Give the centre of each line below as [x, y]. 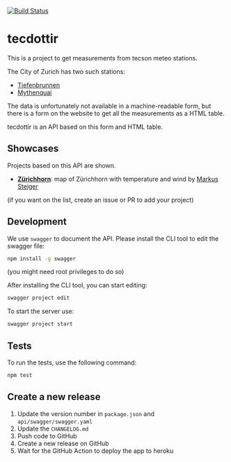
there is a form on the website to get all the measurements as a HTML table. [116, 113]
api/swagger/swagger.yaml [55, 422]
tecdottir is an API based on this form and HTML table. [85, 127]
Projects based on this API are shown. [62, 165]
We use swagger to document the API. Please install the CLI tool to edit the [113, 238]
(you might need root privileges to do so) [66, 272]
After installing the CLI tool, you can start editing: [77, 285]
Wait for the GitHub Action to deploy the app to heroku [95, 451]
